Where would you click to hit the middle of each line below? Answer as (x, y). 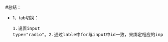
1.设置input (26, 28)
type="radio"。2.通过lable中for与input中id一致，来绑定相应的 (84, 34)
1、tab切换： (26, 18)
